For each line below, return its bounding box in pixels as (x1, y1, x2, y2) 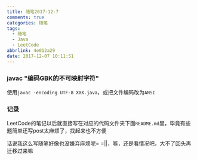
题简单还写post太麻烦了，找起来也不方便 (7, 127, 107, 134)
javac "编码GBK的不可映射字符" (7, 74, 99, 82)
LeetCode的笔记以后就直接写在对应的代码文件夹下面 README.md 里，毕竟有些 (7, 120, 191, 127)
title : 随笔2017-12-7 (7, 8, 59, 15)
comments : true (7, 14, 45, 20)
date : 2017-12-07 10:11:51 (7, 53, 74, 59)
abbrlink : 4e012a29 (7, 48, 56, 54)
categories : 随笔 (7, 20, 48, 26)
